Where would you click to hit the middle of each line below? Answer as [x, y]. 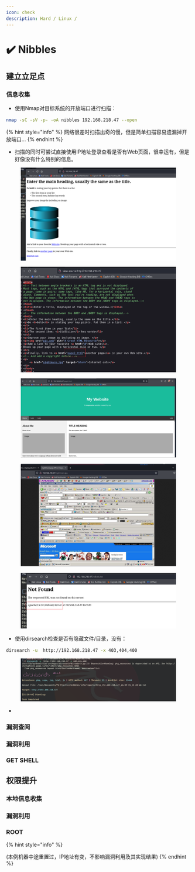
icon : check [20, 12]
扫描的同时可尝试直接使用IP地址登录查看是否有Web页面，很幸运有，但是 [102, 152]
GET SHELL [23, 760]
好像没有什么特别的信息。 [45, 159]
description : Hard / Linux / [42, 18]
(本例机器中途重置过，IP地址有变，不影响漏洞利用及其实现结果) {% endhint [96, 857]
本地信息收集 [24, 799]
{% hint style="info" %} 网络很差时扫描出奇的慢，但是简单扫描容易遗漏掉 [94, 132]
